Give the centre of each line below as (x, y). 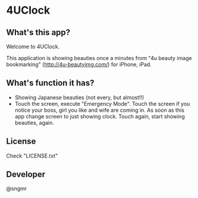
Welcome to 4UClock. (33, 46)
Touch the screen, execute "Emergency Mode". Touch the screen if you (102, 103)
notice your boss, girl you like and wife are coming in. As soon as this (100, 110)
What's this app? (38, 32)
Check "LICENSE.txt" (32, 156)
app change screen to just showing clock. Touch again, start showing (100, 116)
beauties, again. (34, 122)
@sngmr (17, 188)
